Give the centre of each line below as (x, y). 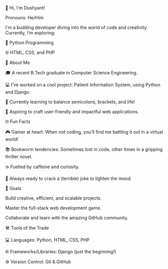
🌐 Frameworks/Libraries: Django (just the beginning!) (61, 252)
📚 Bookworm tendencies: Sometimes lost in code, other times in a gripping (84, 149)
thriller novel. (19, 157)
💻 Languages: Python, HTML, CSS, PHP (48, 240)
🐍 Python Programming (30, 43)
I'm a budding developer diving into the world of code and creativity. (77, 27)
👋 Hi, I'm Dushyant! (25, 8)
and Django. (18, 92)
